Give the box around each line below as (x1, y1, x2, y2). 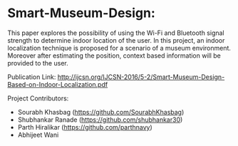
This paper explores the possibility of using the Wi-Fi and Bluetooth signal (7, 28, 224, 37)
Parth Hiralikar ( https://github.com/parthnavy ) (17, 122, 153, 131)
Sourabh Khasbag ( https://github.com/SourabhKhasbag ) (17, 108, 185, 116)
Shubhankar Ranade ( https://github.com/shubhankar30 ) (17, 115, 183, 124)
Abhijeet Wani (17, 130, 59, 139)
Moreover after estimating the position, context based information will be (7, 51, 221, 60)
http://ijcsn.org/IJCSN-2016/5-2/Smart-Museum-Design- (57, 73, 225, 81)
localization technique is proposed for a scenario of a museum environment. (7, 43, 232, 52)
